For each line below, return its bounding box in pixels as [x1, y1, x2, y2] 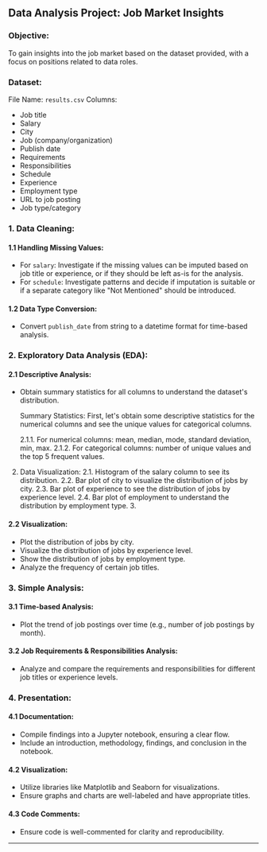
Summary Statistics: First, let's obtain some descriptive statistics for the [19, 411, 255, 421]
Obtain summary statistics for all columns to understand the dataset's [19, 387, 248, 397]
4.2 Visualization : [8, 764, 68, 774]
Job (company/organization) [19, 135, 113, 145]
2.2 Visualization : [8, 519, 68, 529]
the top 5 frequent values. [19, 452, 105, 461]
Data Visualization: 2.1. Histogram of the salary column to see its [19, 467, 230, 477]
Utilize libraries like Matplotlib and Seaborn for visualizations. [19, 783, 220, 792]
